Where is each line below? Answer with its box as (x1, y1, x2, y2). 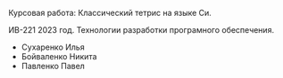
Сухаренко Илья (21, 42, 86, 52)
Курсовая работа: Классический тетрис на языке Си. (8, 8, 212, 18)
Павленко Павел (21, 61, 86, 71)
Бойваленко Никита (21, 51, 97, 61)
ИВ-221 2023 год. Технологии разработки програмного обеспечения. (8, 25, 274, 35)
